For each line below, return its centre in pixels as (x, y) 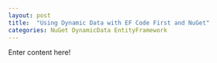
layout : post (30, 15)
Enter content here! (39, 53)
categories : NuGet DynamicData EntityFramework (88, 30)
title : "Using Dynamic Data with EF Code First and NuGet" (109, 23)
